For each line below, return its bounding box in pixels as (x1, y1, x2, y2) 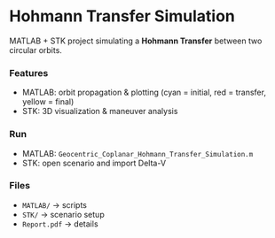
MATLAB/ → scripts (21, 199, 87, 210)
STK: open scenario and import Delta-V (21, 157, 167, 168)
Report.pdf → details (21, 219, 99, 229)
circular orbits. (9, 44, 62, 55)
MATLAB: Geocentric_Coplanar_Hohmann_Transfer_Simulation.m (21, 148, 254, 158)
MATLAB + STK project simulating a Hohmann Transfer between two (9, 35, 263, 46)
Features (9, 66, 49, 79)
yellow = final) (21, 96, 75, 107)
